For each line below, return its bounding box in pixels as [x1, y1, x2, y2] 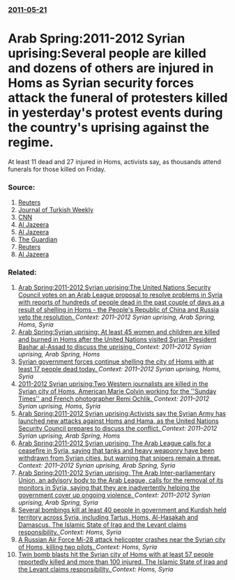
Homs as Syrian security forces [8, 75, 195, 91]
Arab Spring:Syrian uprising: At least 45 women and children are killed [17, 328, 220, 336]
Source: [8, 182, 36, 192]
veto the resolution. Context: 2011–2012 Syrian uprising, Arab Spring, [17, 313, 216, 322]
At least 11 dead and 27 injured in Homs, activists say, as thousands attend [8, 157, 222, 165]
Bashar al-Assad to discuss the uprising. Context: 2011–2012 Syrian [17, 343, 212, 351]
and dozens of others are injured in [8, 61, 214, 76]
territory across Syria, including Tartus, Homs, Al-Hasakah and [17, 513, 198, 521]
